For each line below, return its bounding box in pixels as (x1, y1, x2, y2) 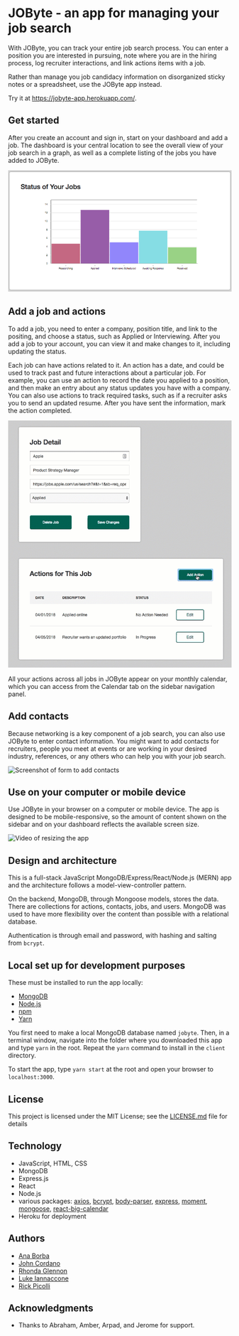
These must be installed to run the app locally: (8, 978, 144, 987)
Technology (8, 1140, 62, 1153)
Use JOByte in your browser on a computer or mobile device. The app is (8, 805, 219, 813)
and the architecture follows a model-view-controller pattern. (8, 881, 187, 889)
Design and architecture (8, 855, 117, 867)
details (8, 1119, 28, 1128)
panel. (8, 690, 27, 698)
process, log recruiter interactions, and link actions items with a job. (8, 58, 206, 67)
